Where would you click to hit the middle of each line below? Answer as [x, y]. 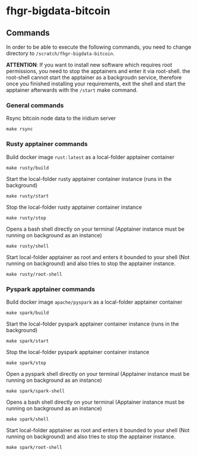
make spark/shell [28, 419]
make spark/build [28, 312]
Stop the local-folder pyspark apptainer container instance [78, 352]
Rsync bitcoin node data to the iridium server [61, 118]
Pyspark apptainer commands [51, 289]
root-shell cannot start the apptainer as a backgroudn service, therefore [94, 77]
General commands [35, 105]
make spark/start [28, 341]
